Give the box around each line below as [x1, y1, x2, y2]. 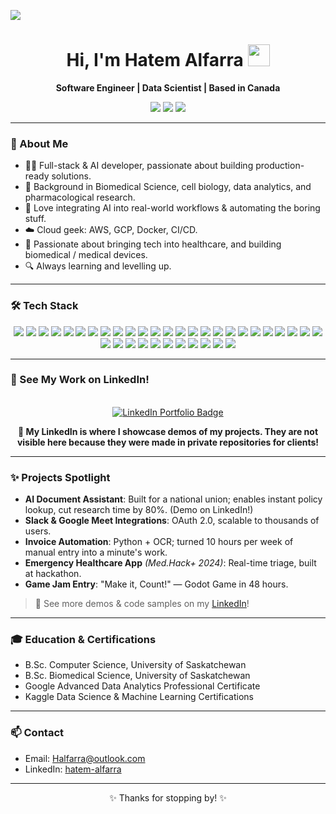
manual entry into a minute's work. [24, 546, 168, 559]
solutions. [51, 170, 92, 182]
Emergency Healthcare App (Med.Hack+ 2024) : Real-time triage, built [24, 557, 317, 569]
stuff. [24, 213, 47, 225]
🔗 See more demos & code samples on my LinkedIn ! [34, 598, 250, 610]
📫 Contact [10, 726, 64, 740]
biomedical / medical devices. [24, 249, 148, 261]
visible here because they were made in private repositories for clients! [16, 436, 320, 448]
